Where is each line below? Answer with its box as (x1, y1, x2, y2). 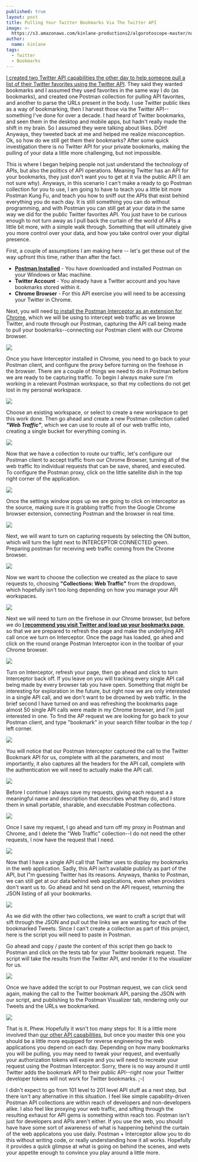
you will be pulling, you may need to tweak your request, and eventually (6, 1050, 180, 1057)
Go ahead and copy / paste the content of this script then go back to (6, 942, 173, 949)
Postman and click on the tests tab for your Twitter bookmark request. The (6, 949, 187, 956)
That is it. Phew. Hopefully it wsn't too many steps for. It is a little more (6, 1025, 177, 1032)
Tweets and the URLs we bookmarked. (6, 1002, 100, 1009)
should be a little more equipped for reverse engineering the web (6, 1037, 164, 1044)
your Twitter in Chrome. (14, 296, 72, 303)
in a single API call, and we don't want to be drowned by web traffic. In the (6, 693, 187, 701)
